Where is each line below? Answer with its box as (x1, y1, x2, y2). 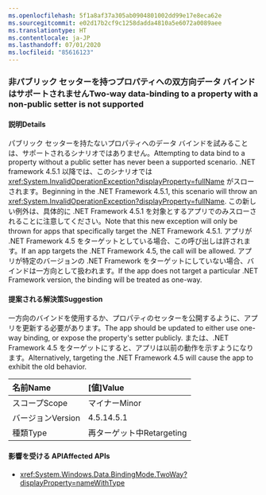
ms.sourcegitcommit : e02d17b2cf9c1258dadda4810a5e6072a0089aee (8, 19, 222, 27)
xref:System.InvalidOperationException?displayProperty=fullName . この (8, 196, 243, 207)
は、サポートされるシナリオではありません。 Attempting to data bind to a (8, 149, 245, 158)
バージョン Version (12, 412, 81, 423)
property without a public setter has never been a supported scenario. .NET (8, 157, 256, 167)
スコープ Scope (12, 398, 68, 409)
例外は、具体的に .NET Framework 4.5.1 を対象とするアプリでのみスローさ (14, 207, 257, 216)
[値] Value (87, 382, 125, 393)
